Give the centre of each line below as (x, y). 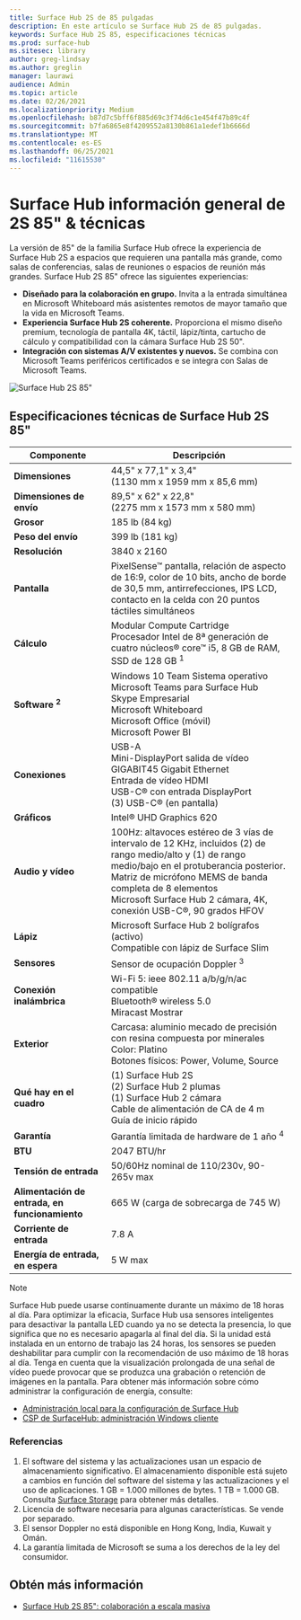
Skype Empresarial (150, 698)
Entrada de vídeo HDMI (159, 780)
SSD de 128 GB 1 (147, 660)
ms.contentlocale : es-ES (56, 143)
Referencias (36, 1441)
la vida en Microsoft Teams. (73, 313)
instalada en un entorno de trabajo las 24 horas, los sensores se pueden (142, 1343)
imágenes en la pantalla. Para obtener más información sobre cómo (134, 1382)
